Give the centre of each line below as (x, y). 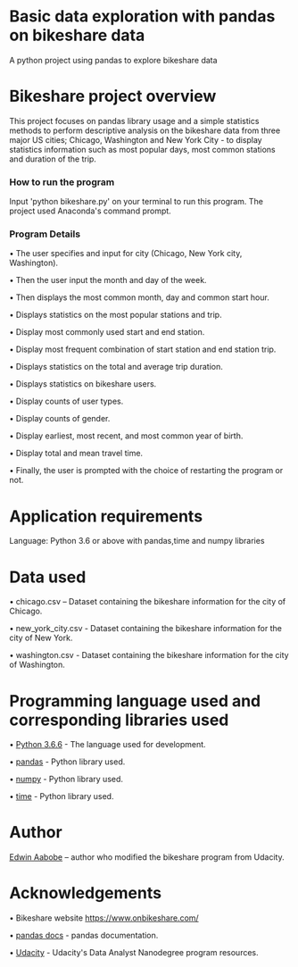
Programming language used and (135, 700)
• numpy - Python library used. (66, 779)
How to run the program (62, 182)
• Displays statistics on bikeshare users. (83, 384)
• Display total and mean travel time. (76, 454)
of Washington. (37, 665)
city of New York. (41, 638)
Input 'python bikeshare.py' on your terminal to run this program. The (136, 202)
